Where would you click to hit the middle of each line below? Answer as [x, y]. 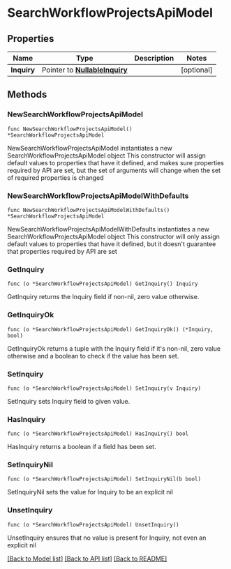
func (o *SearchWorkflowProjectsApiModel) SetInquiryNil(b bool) [104, 479]
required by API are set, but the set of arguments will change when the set [114, 170]
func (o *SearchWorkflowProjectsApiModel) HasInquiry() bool [98, 434]
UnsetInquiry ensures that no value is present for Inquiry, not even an [107, 538]
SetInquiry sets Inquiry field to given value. [69, 401]
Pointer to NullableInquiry [84, 70]
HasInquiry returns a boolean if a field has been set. [82, 447]
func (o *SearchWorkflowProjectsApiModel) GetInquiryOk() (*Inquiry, [111, 329]
